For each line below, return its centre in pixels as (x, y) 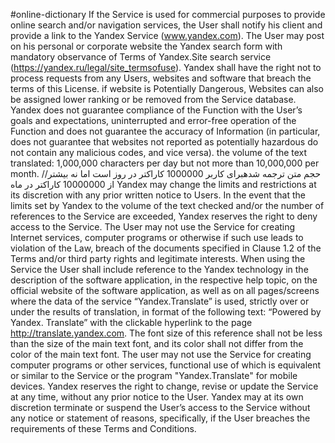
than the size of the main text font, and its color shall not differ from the (157, 343)
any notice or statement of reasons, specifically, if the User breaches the (160, 418)
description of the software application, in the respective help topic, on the (164, 280)
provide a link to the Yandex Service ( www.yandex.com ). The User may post (167, 35)
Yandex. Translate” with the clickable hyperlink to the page (131, 322)
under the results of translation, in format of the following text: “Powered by (166, 312)
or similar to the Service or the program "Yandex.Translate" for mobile (154, 375)
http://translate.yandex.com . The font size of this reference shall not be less (166, 333)
